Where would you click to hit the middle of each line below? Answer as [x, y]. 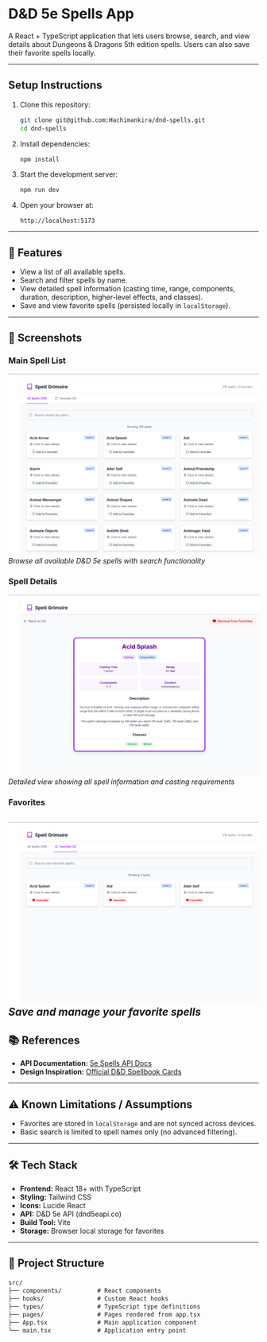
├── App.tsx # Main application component [103, 1322]
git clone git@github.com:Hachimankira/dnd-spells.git [112, 120]
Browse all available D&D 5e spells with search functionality [107, 561]
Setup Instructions [55, 86]
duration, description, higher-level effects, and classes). [111, 297]
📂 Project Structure [56, 1264]
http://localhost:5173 [57, 221]
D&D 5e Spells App [71, 14]
